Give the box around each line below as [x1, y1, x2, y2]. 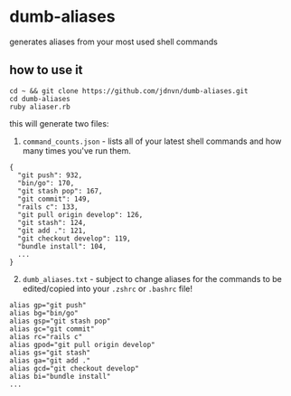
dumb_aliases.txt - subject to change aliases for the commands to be [22, 273, 283, 284]
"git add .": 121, [17, 226, 88, 235]
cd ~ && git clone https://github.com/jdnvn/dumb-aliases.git [9, 86, 249, 96]
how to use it [9, 62, 83, 78]
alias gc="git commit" [9, 324, 95, 334]
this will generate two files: [9, 118, 109, 128]
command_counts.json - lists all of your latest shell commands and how [22, 136, 282, 146]
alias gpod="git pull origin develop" [9, 340, 155, 349]
